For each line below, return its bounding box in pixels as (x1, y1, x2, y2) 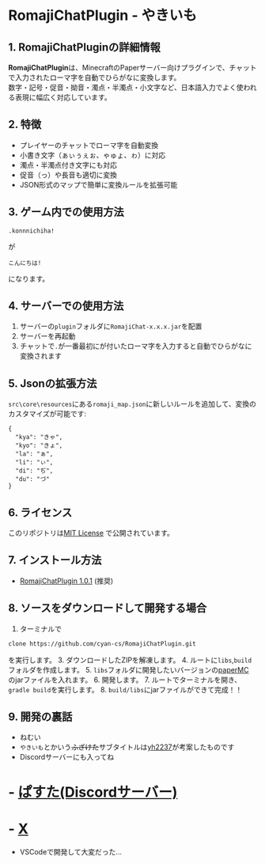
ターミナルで (19, 623, 62, 633)
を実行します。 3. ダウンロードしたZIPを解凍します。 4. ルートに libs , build (8, 655, 252, 665)
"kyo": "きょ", (15, 441, 63, 450)
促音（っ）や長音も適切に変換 (19, 170, 117, 180)
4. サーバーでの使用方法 (8, 299, 124, 313)
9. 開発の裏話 (8, 710, 73, 723)
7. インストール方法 (8, 554, 102, 567)
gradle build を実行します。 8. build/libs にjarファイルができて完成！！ (8, 684, 243, 694)
